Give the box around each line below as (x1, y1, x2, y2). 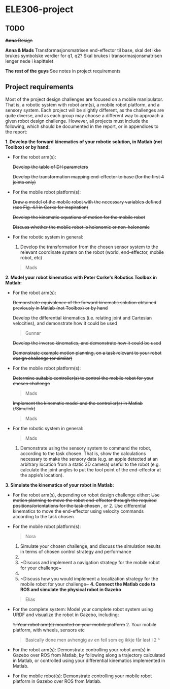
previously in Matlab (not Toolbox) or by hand (12, 305, 108, 311)
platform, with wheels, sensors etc (12, 627, 85, 633)
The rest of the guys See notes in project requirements (5, 68, 121, 74)
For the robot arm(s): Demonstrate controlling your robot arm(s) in (12, 646, 151, 653)
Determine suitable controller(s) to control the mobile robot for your (12, 375, 154, 381)
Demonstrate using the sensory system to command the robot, (20, 445, 151, 451)
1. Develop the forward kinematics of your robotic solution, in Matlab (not (5, 139, 162, 145)
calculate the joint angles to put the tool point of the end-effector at (20, 466, 161, 472)
